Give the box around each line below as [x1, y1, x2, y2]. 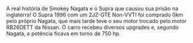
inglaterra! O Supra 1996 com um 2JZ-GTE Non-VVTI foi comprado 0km [6, 11, 183, 18]
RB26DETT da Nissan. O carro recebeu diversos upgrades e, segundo [6, 24, 179, 31]
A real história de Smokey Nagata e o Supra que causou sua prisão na [6, 5, 179, 12]
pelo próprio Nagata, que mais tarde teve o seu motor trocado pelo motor [6, 18, 187, 24]
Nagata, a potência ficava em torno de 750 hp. [6, 30, 121, 37]
